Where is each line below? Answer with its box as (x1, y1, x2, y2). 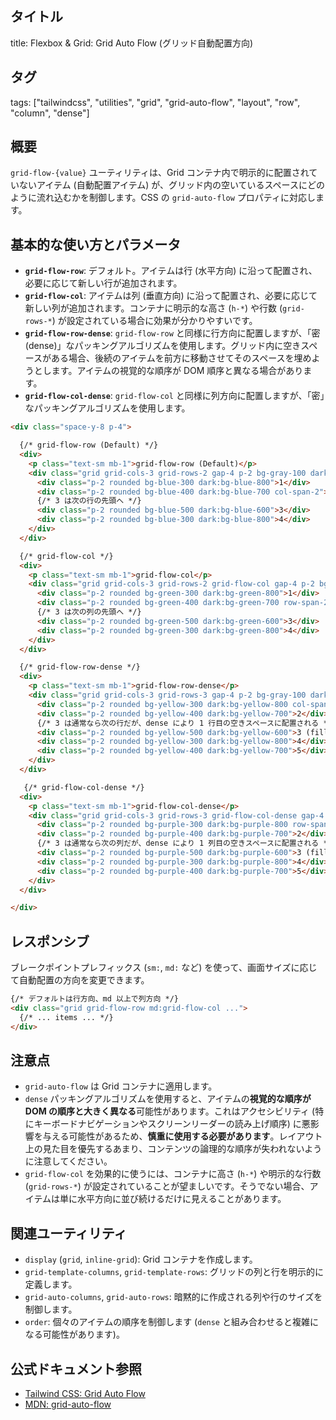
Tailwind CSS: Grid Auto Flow (24, 1388, 146, 1399)
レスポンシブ (10, 933, 90, 950)
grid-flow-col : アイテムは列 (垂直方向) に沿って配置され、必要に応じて (24, 290, 318, 302)
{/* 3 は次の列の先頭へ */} (36, 607, 142, 617)
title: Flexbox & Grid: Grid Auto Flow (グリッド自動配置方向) (10, 37, 254, 49)
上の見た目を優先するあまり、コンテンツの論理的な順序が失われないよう (24, 1143, 323, 1155)
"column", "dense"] (10, 107, 90, 119)
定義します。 (24, 1278, 78, 1291)
